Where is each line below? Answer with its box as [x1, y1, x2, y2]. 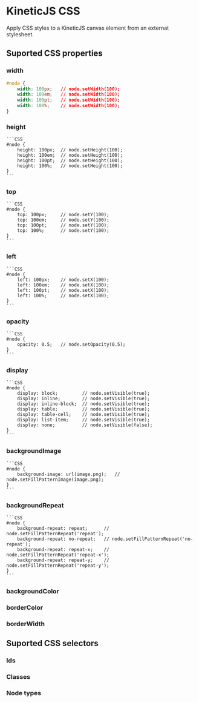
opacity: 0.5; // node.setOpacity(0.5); [17, 342, 126, 348]
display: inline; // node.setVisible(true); [17, 395, 150, 402]
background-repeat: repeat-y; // [17, 557, 110, 563]
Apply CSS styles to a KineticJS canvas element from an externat [6, 24, 169, 31]
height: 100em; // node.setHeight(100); [17, 153, 123, 159]
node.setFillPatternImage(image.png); [6, 477, 104, 483]
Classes [6, 672, 31, 681]
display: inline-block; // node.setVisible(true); [17, 401, 150, 407]
